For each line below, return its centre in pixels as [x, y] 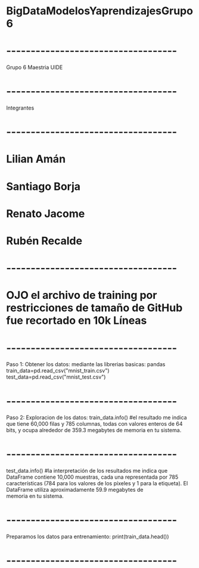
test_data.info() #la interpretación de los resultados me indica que [87, 471]
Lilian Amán [36, 159]
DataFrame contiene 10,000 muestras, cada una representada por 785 [92, 477]
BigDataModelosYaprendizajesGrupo [100, 11]
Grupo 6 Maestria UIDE [35, 67]
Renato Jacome [46, 213]
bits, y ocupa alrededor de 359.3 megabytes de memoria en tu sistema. [94, 430]
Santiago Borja [43, 186]
